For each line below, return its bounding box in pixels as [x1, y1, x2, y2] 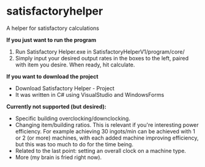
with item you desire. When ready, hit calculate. [15, 61, 135, 68]
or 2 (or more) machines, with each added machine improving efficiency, [15, 134, 199, 141]
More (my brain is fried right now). [15, 154, 102, 161]
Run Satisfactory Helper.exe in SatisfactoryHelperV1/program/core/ [15, 48, 185, 55]
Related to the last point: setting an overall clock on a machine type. [15, 147, 187, 154]
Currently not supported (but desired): [6, 102, 107, 110]
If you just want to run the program [6, 36, 97, 43]
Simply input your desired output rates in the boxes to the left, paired [15, 54, 188, 62]
